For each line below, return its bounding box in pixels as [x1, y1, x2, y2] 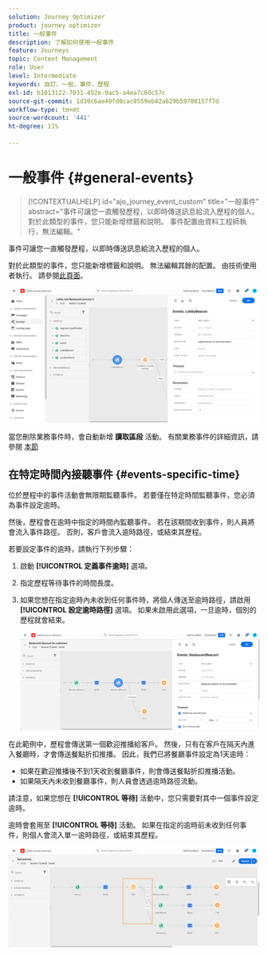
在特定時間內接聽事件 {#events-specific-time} [8, 467, 241, 481]
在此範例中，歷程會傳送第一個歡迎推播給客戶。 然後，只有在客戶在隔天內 [8, 739, 248, 748]
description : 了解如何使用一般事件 [8, 38, 114, 46]
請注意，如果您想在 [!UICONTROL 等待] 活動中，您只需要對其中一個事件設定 [8, 793, 259, 803]
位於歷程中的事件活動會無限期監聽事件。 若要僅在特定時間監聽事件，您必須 [8, 490, 255, 500]
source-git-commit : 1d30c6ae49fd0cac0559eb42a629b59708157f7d [8, 97, 219, 105]
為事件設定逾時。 [8, 500, 65, 510]
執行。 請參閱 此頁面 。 [14, 270, 88, 280]
